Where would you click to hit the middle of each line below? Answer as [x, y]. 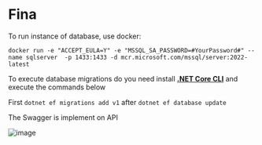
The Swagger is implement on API [63, 117]
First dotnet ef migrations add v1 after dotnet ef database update [117, 102]
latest [19, 64]
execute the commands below [57, 87]
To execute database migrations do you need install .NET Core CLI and [123, 78]
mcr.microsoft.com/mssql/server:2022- [184, 57]
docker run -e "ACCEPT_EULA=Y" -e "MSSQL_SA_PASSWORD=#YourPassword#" [126, 50]
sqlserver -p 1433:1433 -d [72, 57]
